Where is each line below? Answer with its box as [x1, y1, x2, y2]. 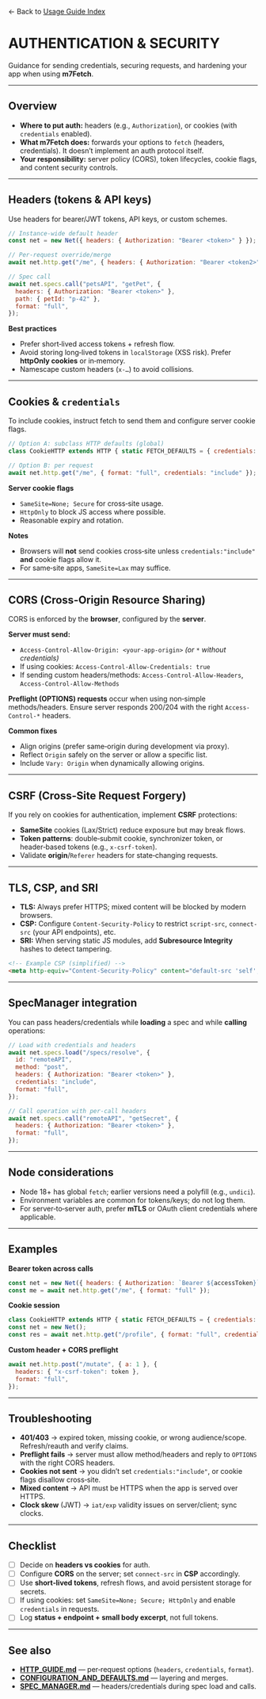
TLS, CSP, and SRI [8, 881, 99, 894]
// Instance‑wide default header [8, 229, 119, 237]
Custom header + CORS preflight [8, 1345, 119, 1354]
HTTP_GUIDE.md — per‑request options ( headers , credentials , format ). [19, 1665, 254, 1674]
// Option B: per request [8, 461, 93, 469]
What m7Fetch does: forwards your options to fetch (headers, [19, 137, 225, 147]
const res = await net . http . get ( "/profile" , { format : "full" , [8, 1331, 222, 1339]
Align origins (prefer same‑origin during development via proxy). [19, 741, 230, 752]
